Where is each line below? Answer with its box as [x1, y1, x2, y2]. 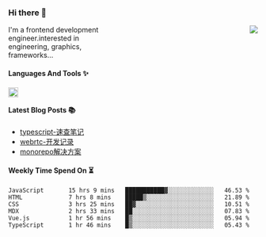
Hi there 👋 [8, 7, 47, 18]
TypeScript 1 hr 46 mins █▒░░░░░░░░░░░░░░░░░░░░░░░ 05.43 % [8, 221, 249, 229]
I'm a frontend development [8, 25, 99, 35]
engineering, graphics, [8, 42, 82, 52]
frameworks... [8, 51, 54, 60]
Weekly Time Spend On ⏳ [8, 166, 94, 175]
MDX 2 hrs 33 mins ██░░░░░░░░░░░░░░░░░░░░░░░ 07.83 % [8, 207, 249, 215]
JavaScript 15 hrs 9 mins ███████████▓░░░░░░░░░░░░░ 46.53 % [8, 186, 249, 194]
